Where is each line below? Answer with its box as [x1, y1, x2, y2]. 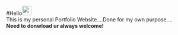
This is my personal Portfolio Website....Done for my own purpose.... [6, 16, 173, 23]
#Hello [6, 9, 23, 17]
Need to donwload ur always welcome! [6, 23, 104, 29]
